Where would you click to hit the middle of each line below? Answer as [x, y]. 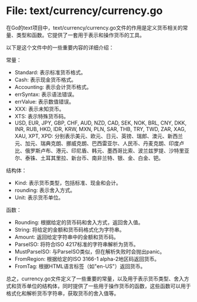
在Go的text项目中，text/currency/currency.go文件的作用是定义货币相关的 [94, 28]
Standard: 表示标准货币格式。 [50, 72]
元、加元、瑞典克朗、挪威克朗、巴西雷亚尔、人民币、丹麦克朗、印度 [97, 143]
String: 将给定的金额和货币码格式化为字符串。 [69, 229]
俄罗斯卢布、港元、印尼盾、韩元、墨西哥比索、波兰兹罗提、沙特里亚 [107, 150]
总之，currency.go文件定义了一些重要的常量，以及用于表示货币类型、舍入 [95, 279]
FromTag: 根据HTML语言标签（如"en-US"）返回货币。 [80, 266]
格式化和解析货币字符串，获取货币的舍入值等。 [62, 293]
